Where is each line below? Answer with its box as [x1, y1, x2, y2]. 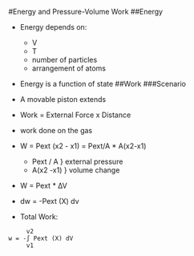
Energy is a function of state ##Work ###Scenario [19, 79, 187, 88]
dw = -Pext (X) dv [19, 197, 79, 205]
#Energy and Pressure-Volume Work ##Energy [8, 7, 163, 16]
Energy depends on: [19, 22, 87, 31]
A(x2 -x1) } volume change [31, 165, 120, 175]
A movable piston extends [19, 95, 107, 104]
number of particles [31, 55, 98, 64]
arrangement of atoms [31, 63, 107, 73]
